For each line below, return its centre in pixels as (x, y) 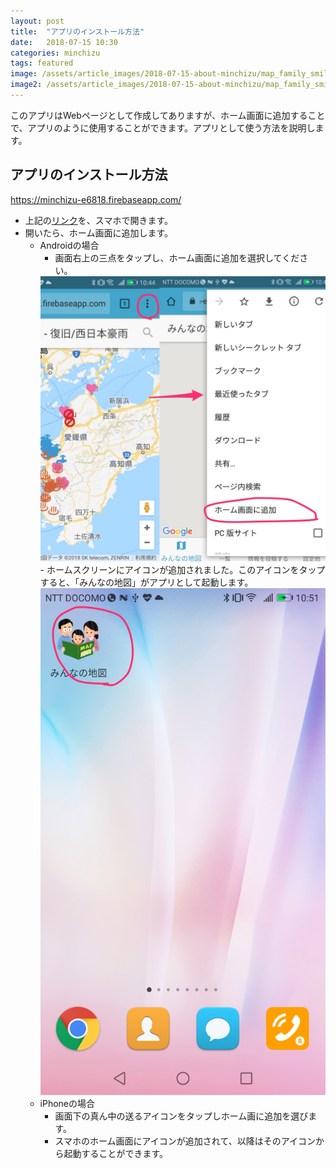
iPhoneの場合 (67, 1104)
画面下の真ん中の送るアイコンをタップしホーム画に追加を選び (181, 1116)
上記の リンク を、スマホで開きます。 (98, 220)
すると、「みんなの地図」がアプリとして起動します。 (146, 582)
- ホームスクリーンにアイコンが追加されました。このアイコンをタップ (182, 570)
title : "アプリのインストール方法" (77, 31)
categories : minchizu (55, 53)
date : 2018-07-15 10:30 (64, 42)
